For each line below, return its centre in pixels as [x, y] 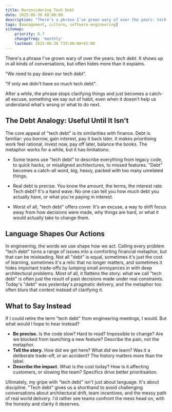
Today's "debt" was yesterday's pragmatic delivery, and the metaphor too [83, 284]
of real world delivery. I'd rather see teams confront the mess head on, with [85, 399]
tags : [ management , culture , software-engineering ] [62, 24]
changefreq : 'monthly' [39, 39]
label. [18, 361]
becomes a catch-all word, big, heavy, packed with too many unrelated [88, 170]
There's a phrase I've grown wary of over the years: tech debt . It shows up [84, 58]
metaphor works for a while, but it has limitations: [58, 149]
